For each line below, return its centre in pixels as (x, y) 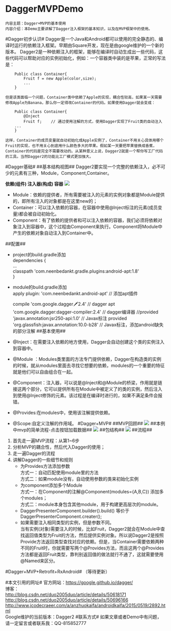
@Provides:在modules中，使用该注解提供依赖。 (63, 412)
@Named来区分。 (39, 561)
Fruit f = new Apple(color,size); (60, 78)
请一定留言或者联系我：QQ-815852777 (46, 623)
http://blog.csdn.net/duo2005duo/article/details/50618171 (66, 594)
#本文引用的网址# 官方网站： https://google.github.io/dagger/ (69, 582)
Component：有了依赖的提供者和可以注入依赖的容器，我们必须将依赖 (85, 220)
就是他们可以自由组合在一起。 (44, 372)
